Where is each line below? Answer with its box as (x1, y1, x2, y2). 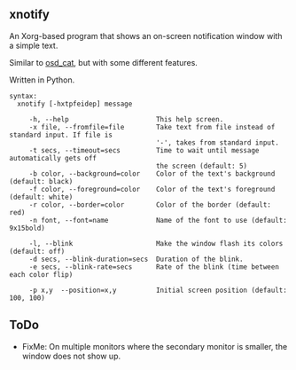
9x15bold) (9, 224, 46, 232)
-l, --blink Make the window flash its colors (28, 239, 284, 248)
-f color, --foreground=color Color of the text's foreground (28, 185, 276, 193)
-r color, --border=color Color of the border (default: (28, 200, 272, 209)
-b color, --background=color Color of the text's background (28, 169, 276, 178)
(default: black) (9, 177, 74, 185)
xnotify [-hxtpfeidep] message (17, 99, 133, 108)
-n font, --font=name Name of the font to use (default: (28, 216, 288, 224)
